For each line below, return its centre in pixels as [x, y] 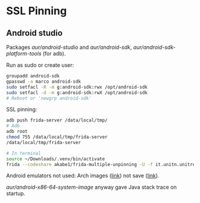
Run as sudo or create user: [40, 65]
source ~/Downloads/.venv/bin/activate [56, 159]
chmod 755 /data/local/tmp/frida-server [57, 137]
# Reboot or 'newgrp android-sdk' [49, 98]
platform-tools [24, 54]
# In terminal [24, 153]
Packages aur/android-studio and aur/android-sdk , [69, 47]
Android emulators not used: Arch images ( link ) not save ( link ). [83, 176]
